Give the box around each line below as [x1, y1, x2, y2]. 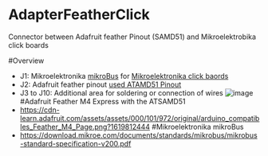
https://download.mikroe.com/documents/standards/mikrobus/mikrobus [19, 130, 258, 140]
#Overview [8, 56, 45, 65]
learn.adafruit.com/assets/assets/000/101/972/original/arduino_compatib [19, 113, 260, 123]
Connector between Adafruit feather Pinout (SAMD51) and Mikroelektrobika [8, 32, 257, 41]
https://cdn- [19, 105, 60, 115]
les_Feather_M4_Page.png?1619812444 [19, 122, 150, 131]
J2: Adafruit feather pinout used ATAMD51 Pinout [19, 80, 182, 89]
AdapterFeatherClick [8, 6, 150, 24]
